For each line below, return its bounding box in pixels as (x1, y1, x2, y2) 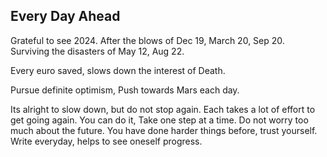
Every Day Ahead (10, 8, 121, 25)
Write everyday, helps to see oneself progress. (10, 135, 203, 147)
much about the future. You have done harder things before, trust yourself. (10, 124, 318, 136)
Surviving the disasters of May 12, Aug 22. (10, 45, 185, 57)
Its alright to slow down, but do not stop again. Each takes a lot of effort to (10, 103, 316, 115)
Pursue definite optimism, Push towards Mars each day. (10, 84, 240, 96)
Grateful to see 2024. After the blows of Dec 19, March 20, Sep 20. (10, 34, 285, 46)
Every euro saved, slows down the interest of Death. (10, 64, 226, 76)
